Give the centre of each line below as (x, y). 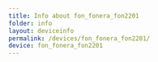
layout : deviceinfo (41, 31)
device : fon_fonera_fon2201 (56, 46)
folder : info (30, 23)
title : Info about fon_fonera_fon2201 (74, 16)
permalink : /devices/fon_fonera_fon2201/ (79, 38)
